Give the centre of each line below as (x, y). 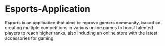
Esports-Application (48, 9)
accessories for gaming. (30, 38)
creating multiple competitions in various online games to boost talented (79, 27)
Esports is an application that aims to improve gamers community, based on (83, 23)
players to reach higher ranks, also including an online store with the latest (81, 33)
